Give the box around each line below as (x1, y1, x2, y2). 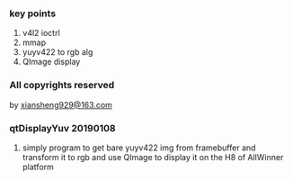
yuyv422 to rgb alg (22, 47, 93, 58)
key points (9, 7, 57, 20)
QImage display (22, 57, 81, 68)
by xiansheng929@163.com (9, 99, 112, 110)
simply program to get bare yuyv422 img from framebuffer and (22, 142, 256, 153)
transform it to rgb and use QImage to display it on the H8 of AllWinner (22, 151, 284, 162)
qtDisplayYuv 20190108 (9, 122, 116, 134)
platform (22, 161, 54, 172)
